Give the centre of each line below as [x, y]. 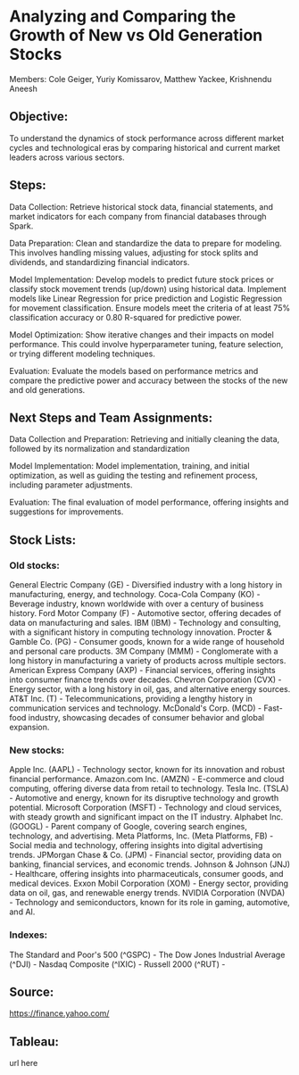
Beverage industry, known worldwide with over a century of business [137, 604]
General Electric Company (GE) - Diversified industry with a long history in [146, 585]
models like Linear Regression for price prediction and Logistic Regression [146, 298]
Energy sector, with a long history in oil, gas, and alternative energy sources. [150, 689]
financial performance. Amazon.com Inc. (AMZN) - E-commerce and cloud [147, 779]
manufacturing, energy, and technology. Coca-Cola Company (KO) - [135, 595]
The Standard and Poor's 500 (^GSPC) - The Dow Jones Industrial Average [147, 954]
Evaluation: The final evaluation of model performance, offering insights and [149, 503]
